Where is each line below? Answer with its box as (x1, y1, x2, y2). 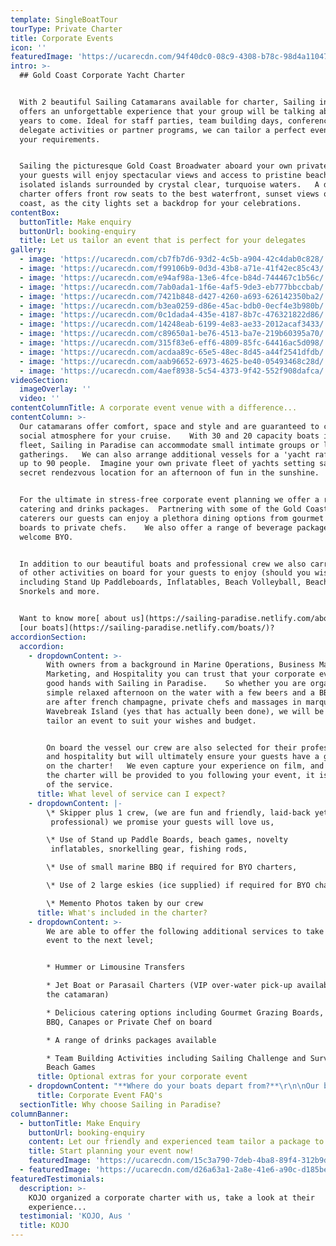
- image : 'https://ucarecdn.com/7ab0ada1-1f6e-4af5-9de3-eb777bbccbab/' (19, 282, 329, 292)
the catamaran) (46, 990, 110, 1000)
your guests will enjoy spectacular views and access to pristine (19, 171, 302, 181)
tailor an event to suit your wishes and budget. (46, 716, 257, 726)
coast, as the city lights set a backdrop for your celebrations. (19, 198, 302, 208)
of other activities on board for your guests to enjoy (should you (19, 568, 311, 578)
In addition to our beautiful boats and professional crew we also (19, 559, 307, 569)
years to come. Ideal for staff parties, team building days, (19, 116, 284, 126)
